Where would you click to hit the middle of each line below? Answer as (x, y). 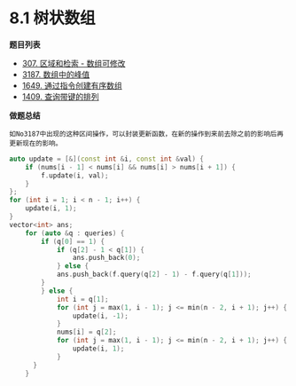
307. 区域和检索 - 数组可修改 (74, 63)
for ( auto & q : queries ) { (75, 233)
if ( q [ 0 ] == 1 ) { (73, 241)
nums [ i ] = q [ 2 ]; (86, 332)
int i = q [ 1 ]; (82, 299)
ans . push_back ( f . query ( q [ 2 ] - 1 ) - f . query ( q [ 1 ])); (154, 275)
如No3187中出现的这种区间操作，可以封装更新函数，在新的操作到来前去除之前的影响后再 (146, 134)
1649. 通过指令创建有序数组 (72, 85)
